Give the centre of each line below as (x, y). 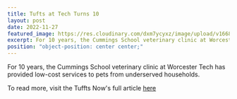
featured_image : (31, 34)
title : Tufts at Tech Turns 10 (53, 14)
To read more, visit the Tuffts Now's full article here (82, 88)
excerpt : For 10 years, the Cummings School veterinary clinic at (107, 40)
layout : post (26, 21)
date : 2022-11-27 (33, 27)
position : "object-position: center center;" (75, 47)
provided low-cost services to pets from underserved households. (104, 74)
